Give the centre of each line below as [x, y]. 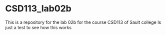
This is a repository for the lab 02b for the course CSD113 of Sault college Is [83, 22]
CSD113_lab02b [38, 9]
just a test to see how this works [38, 27]
